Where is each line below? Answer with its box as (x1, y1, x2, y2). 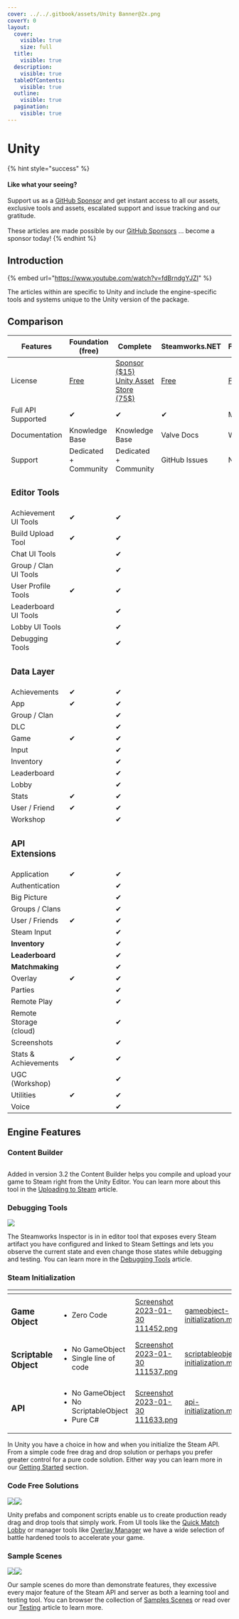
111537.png (134, 1367, 178, 1377)
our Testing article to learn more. (7, 1603, 103, 1612)
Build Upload (11, 529, 54, 539)
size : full (20, 43, 53, 51)
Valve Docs (161, 430, 199, 440)
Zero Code (71, 1310, 108, 1320)
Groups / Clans (11, 904, 61, 914)
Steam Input (11, 927, 52, 937)
